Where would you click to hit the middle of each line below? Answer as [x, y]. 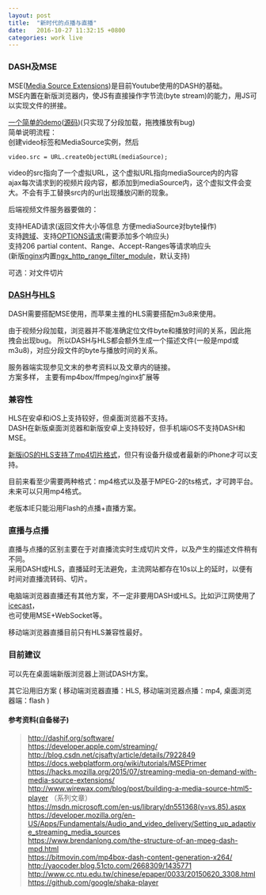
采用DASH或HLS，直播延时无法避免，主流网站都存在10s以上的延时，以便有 [131, 569]
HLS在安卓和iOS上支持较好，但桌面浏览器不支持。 [90, 418]
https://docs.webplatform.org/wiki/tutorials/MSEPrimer [117, 763]
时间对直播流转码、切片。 [50, 579]
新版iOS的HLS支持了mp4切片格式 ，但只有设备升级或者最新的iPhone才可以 [129, 455]
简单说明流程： [32, 132]
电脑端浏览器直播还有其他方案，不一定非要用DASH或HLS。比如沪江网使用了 [132, 596]
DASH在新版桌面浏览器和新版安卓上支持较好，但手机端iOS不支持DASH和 [127, 428]
